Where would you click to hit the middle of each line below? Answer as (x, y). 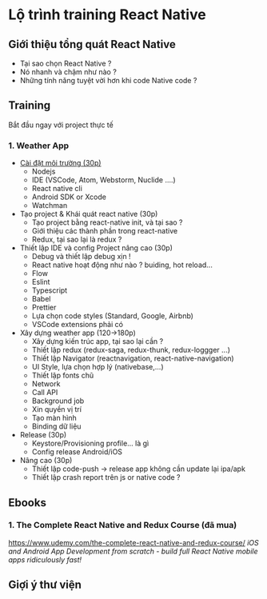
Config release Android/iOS (77, 452)
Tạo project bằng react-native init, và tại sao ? (107, 222)
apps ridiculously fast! (45, 559)
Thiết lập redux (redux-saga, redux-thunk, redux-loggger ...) (131, 350)
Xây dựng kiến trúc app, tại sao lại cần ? (98, 341)
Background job (58, 401)
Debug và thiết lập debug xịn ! (81, 257)
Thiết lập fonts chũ (63, 375)
